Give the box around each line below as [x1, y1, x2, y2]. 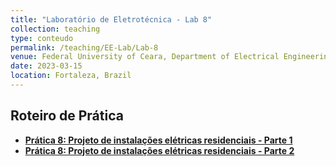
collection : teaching [10, 24, 101, 34]
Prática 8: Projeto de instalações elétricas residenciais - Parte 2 [24, 144, 295, 156]
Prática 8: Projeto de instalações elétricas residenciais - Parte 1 [24, 134, 293, 146]
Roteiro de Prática [10, 107, 124, 125]
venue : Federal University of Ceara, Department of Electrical [10, 52, 280, 62]
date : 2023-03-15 [10, 61, 83, 71]
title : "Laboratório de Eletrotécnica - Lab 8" [10, 14, 213, 25]
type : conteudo [10, 33, 74, 43]
